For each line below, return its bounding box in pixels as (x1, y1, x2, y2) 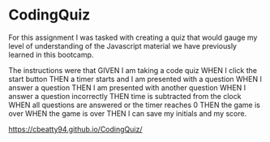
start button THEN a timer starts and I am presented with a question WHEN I (8, 74, 262, 84)
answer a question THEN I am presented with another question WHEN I (8, 83, 246, 93)
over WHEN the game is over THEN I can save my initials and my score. (8, 108, 247, 118)
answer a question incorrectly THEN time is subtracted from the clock (8, 91, 242, 101)
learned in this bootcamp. (8, 49, 94, 59)
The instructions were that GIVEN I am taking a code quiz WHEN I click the (8, 65, 258, 75)
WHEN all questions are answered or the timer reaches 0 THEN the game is (8, 100, 261, 110)
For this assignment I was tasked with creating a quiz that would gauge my (8, 32, 258, 42)
